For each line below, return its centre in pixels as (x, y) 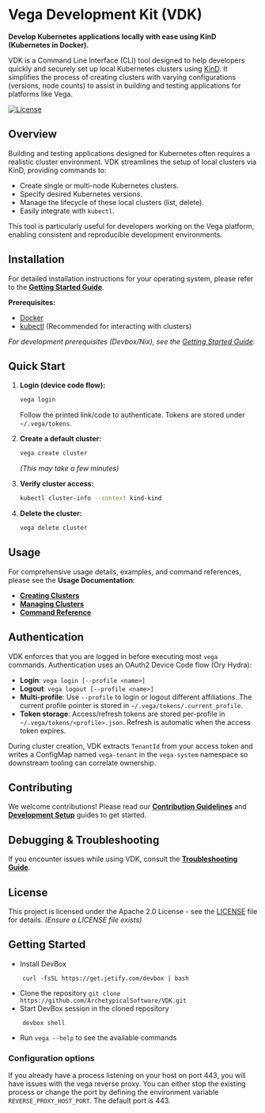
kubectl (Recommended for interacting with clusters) (106, 326)
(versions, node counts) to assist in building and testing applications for (125, 86)
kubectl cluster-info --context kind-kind (91, 498)
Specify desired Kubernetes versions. (81, 194)
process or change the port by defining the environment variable (114, 1092)
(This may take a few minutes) (69, 468)
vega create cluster (53, 453)
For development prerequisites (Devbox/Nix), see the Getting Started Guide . (132, 341)
